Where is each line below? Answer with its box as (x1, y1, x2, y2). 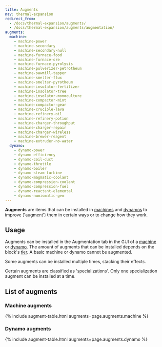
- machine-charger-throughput (14, 121, 76, 125)
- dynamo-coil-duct (14, 157, 54, 162)
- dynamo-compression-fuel (14, 184, 69, 189)
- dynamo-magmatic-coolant (14, 175, 69, 180)
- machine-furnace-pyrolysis (14, 61, 73, 66)
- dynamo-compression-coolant (14, 180, 76, 184)
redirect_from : (5, 16, 36, 21)
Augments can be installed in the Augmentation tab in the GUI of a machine (5, 239, 157, 245)
